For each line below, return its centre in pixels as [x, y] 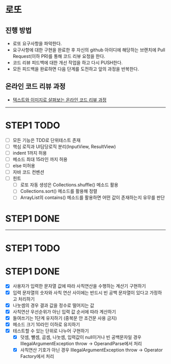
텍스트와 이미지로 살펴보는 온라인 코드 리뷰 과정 [60, 100]
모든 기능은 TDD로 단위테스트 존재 [47, 140]
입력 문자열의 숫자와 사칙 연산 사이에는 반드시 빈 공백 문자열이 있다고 [80, 292]
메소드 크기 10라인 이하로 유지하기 [46, 324]
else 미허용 [24, 166]
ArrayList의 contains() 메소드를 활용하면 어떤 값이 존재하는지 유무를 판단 [93, 198]
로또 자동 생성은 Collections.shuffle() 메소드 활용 [69, 185]
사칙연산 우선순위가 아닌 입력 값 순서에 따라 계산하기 [64, 312]
